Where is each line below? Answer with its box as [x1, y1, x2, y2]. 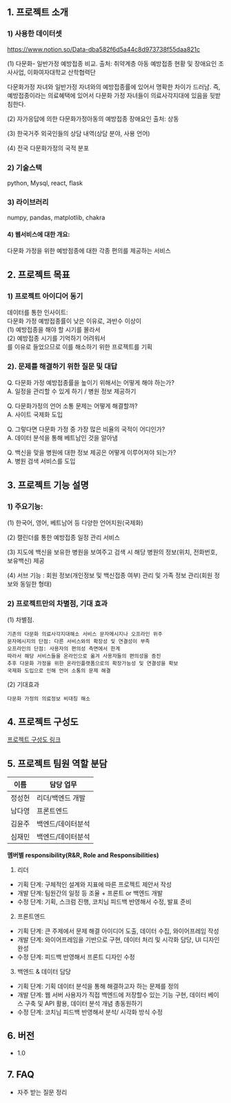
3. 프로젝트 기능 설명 [7, 479, 89, 491]
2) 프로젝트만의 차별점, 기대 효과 [7, 599, 108, 608]
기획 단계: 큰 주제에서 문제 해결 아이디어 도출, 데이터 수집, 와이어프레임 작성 [17, 927, 219, 935]
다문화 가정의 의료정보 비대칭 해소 [7, 695, 91, 702]
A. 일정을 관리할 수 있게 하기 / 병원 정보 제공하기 [7, 387, 137, 395]
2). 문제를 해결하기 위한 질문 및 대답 [7, 361, 118, 371]
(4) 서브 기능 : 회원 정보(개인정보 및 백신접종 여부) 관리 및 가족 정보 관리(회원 [7, 571, 213, 579]
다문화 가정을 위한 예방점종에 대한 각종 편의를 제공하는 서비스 [7, 247, 171, 255]
